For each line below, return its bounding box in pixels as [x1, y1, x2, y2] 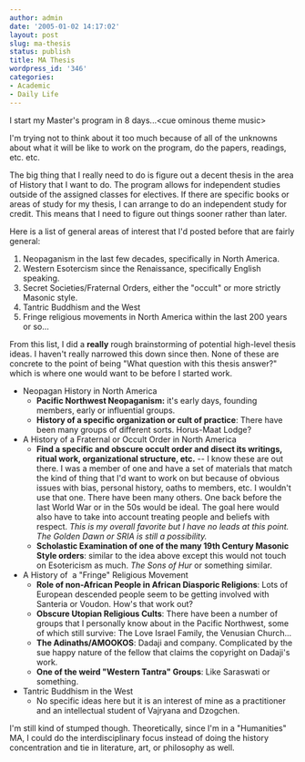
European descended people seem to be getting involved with [36, 589, 269, 600]
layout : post [9, 30, 59, 39]
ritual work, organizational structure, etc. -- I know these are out [36, 453, 284, 464]
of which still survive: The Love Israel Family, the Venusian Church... [36, 627, 292, 638]
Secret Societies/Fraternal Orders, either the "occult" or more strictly [22, 282, 281, 293]
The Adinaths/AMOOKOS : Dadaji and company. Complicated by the [36, 637, 293, 648]
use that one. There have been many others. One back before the [36, 491, 282, 502]
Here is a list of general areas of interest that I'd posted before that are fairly [9, 225, 295, 237]
